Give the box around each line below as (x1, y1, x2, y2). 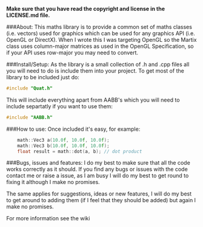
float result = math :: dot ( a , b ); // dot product (17, 148, 142, 154)
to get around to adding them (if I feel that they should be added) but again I (6, 197, 196, 204)
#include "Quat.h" (6, 85, 53, 91)
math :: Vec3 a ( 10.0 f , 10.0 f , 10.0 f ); (17, 137, 110, 143)
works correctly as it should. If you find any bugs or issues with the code (6, 166, 188, 173)
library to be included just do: (6, 74, 80, 81)
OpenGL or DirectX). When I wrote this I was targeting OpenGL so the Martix (6, 36, 197, 43)
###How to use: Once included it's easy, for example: (6, 125, 141, 133)
